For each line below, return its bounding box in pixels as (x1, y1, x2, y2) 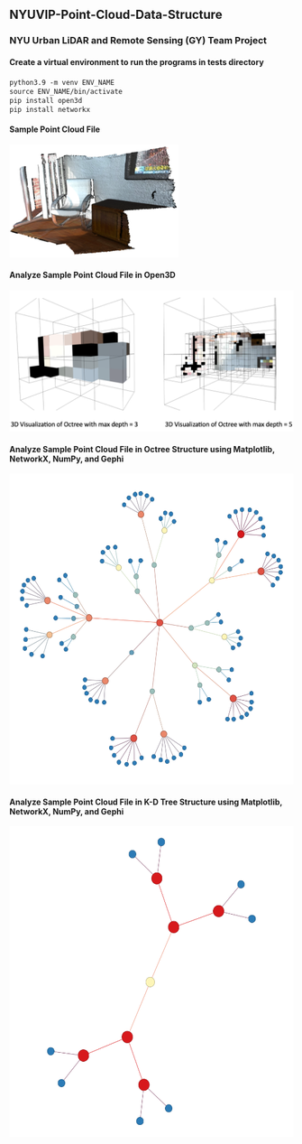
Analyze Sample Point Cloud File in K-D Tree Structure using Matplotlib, (9, 796, 282, 807)
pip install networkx (9, 105, 91, 114)
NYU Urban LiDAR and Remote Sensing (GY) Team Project (9, 34, 268, 47)
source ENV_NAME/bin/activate (9, 87, 124, 96)
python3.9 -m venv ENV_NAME (9, 78, 115, 87)
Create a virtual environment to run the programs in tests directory (9, 56, 264, 67)
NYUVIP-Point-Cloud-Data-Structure (9, 7, 223, 23)
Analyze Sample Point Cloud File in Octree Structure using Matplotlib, (9, 443, 275, 454)
